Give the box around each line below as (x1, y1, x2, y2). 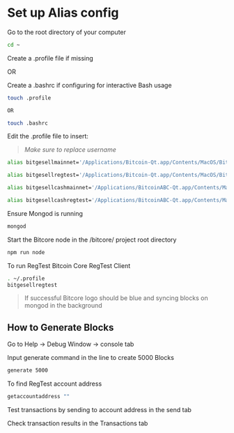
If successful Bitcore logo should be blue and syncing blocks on (24, 294, 208, 302)
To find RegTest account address (7, 379, 102, 388)
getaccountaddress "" (7, 393, 70, 400)
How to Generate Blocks (7, 322, 114, 333)
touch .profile (7, 94, 52, 102)
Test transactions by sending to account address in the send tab (7, 406, 192, 414)
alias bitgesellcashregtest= (7, 197, 92, 204)
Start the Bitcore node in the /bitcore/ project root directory (7, 235, 177, 244)
